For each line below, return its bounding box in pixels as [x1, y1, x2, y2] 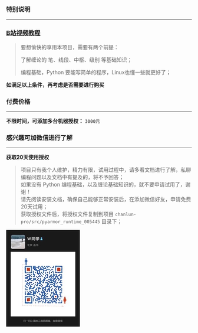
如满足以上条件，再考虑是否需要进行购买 [6, 81, 104, 88]
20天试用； [20, 203, 48, 210]
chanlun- [114, 211, 137, 218]
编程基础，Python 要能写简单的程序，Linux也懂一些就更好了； [20, 68, 171, 76]
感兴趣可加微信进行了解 [6, 133, 72, 142]
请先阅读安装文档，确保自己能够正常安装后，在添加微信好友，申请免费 [20, 196, 192, 203]
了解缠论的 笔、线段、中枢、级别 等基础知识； [20, 56, 133, 63]
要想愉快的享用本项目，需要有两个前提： [20, 43, 119, 51]
